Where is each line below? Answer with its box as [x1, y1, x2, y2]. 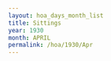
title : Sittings [8, 19, 61, 27]
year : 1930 [8, 26, 44, 34]
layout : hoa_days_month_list [8, 11, 104, 20]
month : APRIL [8, 33, 51, 42]
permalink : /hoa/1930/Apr [8, 41, 93, 49]
